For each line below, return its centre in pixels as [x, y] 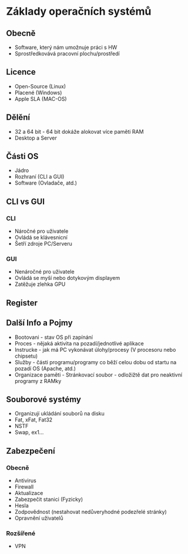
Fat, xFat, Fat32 [33, 420]
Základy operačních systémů [79, 11]
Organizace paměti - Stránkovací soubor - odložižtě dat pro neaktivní [98, 375]
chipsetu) [26, 356]
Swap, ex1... [29, 433]
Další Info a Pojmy [39, 323]
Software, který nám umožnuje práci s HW [66, 47]
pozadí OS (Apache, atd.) [45, 368]
